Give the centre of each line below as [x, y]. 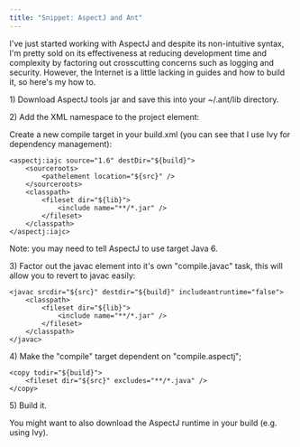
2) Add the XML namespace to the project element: [105, 116]
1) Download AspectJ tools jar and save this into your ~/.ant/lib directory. [144, 99]
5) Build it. [28, 405]
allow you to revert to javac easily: [73, 275]
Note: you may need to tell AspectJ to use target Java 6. [114, 248]
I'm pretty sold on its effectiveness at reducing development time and [138, 53]
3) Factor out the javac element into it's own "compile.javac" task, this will [146, 265]
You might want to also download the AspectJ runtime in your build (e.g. [143, 423]
